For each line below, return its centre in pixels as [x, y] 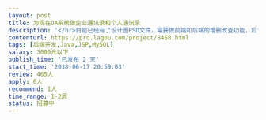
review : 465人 [31, 74]
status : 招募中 [31, 103]
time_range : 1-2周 [38, 96]
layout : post [30, 15]
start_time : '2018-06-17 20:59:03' [67, 67]
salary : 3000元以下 [38, 52]
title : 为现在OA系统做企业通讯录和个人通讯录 [74, 23]
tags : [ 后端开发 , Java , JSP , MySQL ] [61, 45]
